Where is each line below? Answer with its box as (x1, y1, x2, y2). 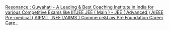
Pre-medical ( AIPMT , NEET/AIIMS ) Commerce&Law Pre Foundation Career (5, 15, 163, 20)
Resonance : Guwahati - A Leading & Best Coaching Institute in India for (5, 4, 154, 10)
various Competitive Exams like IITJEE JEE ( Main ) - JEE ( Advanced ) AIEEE (5, 9, 164, 15)
